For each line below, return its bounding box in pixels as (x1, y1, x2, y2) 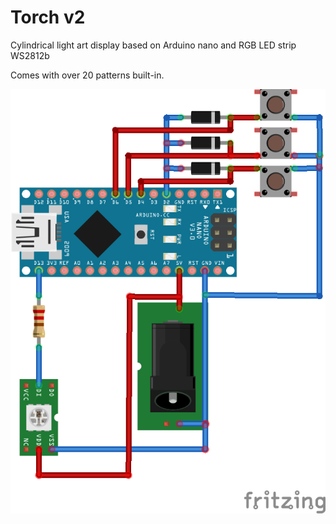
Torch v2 (10, 6, 86, 29)
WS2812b (10, 49, 50, 61)
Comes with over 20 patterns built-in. (10, 69, 165, 81)
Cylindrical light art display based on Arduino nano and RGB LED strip (10, 39, 297, 51)
